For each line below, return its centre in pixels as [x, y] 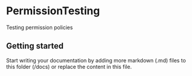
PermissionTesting [53, 11]
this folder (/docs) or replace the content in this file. [69, 66]
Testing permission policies [39, 27]
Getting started [35, 46]
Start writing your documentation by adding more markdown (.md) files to [96, 60]
